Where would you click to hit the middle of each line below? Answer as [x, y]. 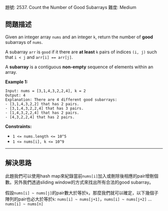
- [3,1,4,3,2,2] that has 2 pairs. [42, 104]
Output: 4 [15, 95]
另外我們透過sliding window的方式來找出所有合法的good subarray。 [84, 182]
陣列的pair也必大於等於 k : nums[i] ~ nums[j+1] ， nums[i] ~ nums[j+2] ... [78, 199]
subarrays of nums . [24, 42]
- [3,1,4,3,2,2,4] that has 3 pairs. [44, 108]
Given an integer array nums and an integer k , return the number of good [79, 37]
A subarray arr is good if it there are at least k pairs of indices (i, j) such [81, 52]
